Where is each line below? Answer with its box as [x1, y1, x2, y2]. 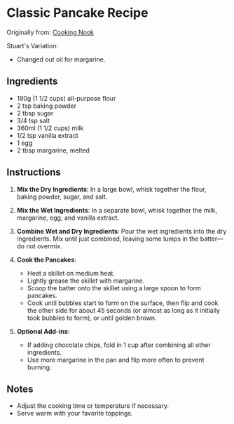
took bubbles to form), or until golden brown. [27, 313, 157, 322]
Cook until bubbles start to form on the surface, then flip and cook [27, 299, 219, 307]
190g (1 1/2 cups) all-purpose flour [16, 94, 116, 102]
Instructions [6, 167, 61, 178]
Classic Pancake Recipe [6, 5, 149, 21]
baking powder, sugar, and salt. [16, 192, 108, 201]
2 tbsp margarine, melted [16, 146, 90, 155]
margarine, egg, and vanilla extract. [16, 213, 120, 222]
